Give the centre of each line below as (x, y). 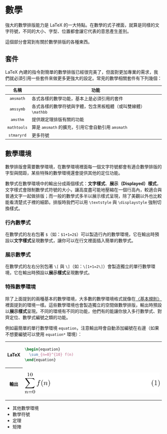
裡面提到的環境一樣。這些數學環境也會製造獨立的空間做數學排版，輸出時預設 (83, 305)
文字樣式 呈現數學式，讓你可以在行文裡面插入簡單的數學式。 (75, 241)
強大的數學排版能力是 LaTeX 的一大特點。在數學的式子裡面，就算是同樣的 (80, 25)
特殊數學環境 (21, 287)
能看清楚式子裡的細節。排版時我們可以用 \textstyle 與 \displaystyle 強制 (81, 202)
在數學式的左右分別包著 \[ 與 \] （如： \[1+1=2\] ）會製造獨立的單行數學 (78, 267)
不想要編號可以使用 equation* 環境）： (44, 334)
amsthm (17, 120)
